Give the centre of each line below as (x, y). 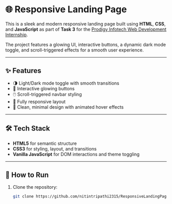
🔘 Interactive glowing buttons (44, 88)
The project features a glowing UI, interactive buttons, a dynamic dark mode (86, 44)
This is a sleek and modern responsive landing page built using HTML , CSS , (85, 23)
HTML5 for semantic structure (45, 143)
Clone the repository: (35, 187)
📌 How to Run (27, 175)
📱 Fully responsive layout (39, 101)
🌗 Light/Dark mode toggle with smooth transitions (66, 83)
